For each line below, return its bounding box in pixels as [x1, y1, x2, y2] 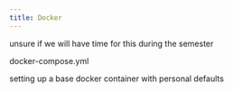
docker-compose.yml [9, 55, 89, 66]
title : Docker [9, 13, 63, 23]
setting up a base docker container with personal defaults [9, 73, 224, 84]
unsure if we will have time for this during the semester [9, 38, 214, 49]
